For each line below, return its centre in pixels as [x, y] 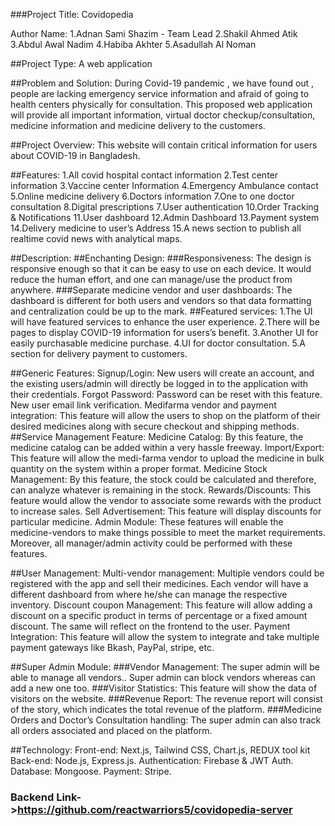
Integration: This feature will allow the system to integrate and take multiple [165, 637]
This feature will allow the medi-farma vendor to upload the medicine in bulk [167, 458]
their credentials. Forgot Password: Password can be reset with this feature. [166, 394]
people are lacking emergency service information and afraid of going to [160, 93]
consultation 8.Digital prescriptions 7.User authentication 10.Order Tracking [165, 207]
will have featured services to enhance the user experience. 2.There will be [165, 322]
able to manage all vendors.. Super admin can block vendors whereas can [163, 677]
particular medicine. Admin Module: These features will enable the [147, 522]
